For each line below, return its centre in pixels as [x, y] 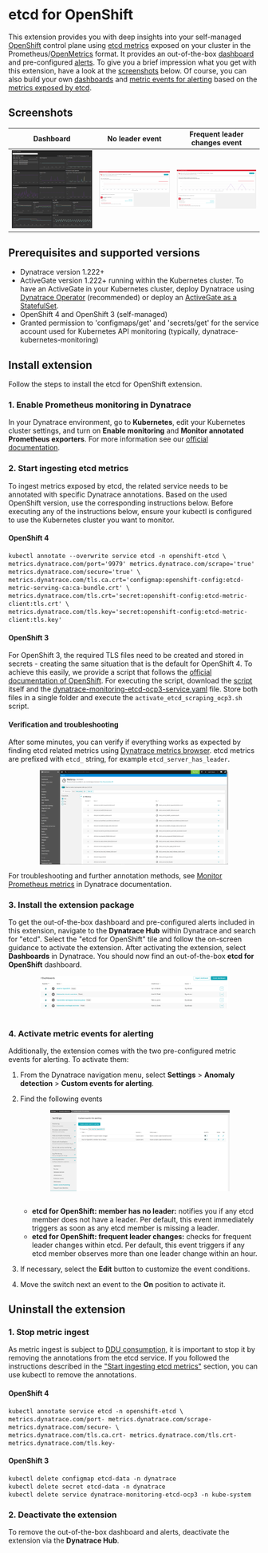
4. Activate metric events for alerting [81, 1033]
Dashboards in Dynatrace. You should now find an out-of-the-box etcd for [131, 956]
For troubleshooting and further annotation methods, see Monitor [115, 875]
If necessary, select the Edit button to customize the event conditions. [135, 1269]
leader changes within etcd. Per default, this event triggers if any [138, 1245]
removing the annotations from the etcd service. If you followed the [119, 1358]
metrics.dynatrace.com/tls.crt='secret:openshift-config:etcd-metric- [128, 596]
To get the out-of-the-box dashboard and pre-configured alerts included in [132, 922]
